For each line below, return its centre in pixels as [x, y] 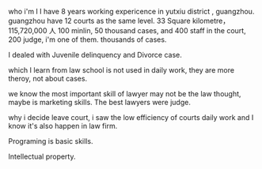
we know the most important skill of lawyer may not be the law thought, [125, 94]
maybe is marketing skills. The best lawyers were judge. [100, 102]
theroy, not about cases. [48, 79]
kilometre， [211, 21]
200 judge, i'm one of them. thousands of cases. [87, 39]
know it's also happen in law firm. [63, 126]
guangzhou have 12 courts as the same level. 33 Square [100, 21]
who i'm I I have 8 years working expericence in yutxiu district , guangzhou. [131, 11]
